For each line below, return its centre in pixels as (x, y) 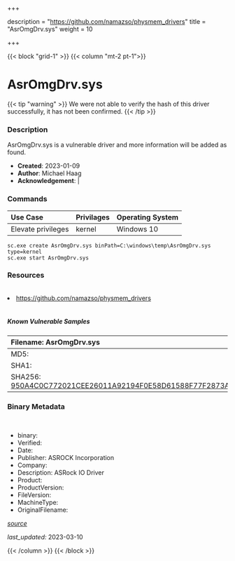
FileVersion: (34, 495)
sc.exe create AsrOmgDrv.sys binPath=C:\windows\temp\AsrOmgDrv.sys (109, 245)
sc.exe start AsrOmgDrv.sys (48, 258)
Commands (27, 199)
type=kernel (24, 252)
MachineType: (38, 503)
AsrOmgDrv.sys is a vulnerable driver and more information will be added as (117, 145)
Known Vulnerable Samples (49, 322)
